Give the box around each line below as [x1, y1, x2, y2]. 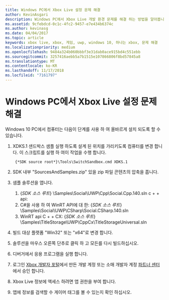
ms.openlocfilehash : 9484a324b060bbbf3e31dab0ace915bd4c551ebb [5, 49, 141, 54]
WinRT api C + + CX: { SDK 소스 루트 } [20, 213, 96, 219]
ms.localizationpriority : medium [5, 45, 75, 50]
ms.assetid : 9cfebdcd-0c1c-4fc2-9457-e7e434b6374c [5, 21, 114, 27]
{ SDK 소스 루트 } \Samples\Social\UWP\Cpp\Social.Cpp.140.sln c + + [20, 190, 159, 196]
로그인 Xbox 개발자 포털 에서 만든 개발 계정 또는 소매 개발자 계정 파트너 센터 [12, 261, 160, 267]
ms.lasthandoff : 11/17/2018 [5, 68, 64, 73]
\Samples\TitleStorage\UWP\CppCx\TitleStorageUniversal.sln [20, 219, 147, 225]
